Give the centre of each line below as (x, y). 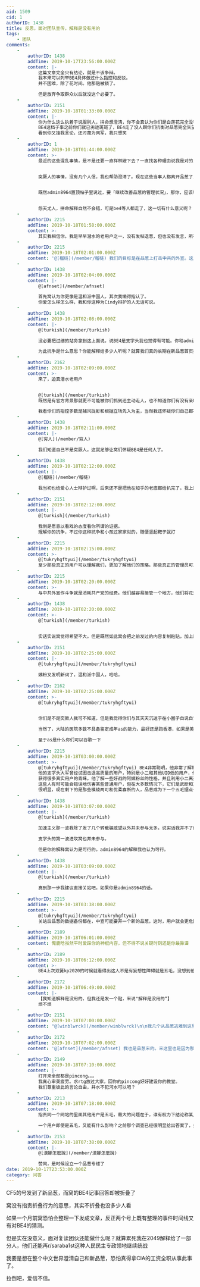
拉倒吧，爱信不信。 (30, 1278)
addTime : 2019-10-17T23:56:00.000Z (72, 61)
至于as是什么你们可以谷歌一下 (69, 740)
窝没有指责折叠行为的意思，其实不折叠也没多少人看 (69, 1205)
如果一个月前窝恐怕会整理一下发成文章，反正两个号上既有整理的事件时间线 (97, 1218)
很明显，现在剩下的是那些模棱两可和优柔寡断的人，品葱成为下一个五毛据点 (115, 790)
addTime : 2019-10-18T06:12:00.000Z (72, 960)
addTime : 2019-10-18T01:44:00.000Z (72, 149)
